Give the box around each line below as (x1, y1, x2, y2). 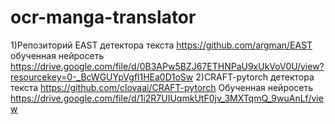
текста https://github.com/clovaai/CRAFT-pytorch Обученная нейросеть (10, 81, 314, 93)
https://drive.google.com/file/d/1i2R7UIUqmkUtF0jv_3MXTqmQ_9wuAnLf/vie (10, 92, 324, 104)
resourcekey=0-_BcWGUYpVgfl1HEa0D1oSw (10, 71, 194, 83)
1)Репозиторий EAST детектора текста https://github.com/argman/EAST (10, 39, 313, 51)
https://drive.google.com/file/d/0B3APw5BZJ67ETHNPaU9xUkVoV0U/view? (10, 60, 325, 72)
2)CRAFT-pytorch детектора (195, 71, 315, 83)
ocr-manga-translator (10, 6, 197, 29)
